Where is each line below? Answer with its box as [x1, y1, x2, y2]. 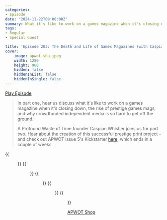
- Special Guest [5, 35, 39, 40]
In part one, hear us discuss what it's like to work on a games [17, 100, 143, 106]
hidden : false [14, 67, 43, 72]
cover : [5, 48, 19, 54]
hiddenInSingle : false [14, 77, 61, 82]
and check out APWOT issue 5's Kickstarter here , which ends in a [17, 136, 153, 142]
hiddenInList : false [14, 72, 57, 77]
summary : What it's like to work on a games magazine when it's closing [5, 21, 159, 26]
